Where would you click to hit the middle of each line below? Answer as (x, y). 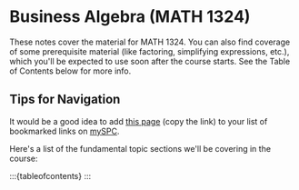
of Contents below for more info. (70, 71)
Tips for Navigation (65, 100)
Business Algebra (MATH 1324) (130, 17)
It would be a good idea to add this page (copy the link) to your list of (139, 121)
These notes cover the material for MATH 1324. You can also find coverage (150, 42)
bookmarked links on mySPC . (65, 131)
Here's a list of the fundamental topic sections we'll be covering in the (140, 148)
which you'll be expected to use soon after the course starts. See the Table (150, 61)
